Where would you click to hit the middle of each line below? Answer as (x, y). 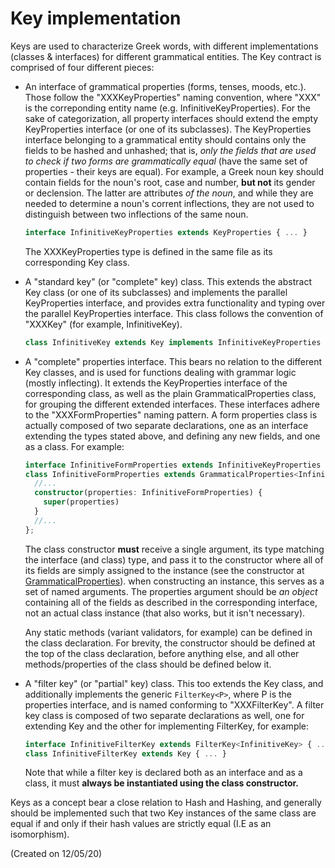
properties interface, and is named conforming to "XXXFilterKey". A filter (174, 704)
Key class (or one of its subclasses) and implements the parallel (156, 292)
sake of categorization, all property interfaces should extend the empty (171, 118)
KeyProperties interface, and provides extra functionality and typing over (175, 303)
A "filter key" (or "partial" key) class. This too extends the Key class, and (174, 683)
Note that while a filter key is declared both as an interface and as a (163, 773)
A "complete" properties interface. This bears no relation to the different (173, 361)
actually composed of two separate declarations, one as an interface (166, 425)
